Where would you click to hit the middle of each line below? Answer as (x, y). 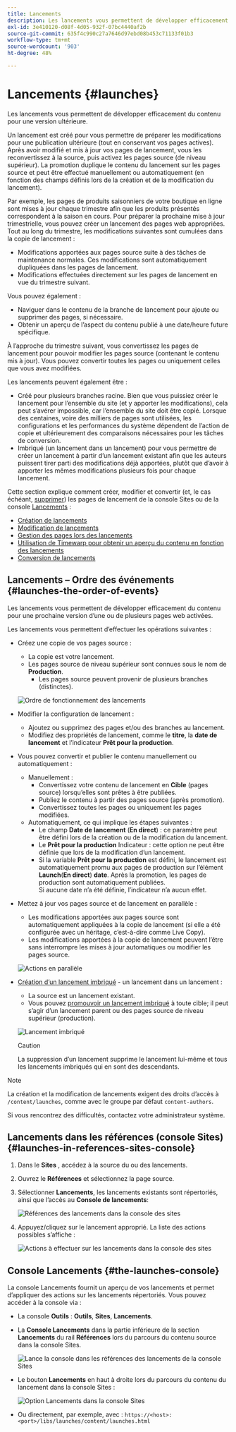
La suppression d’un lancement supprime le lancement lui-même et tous (122, 1059)
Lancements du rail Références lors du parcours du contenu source (117, 1337)
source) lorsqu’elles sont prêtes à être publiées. (108, 792)
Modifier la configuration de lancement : (76, 714)
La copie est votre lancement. (71, 656)
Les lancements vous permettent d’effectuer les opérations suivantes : (110, 629)
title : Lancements (34, 14)
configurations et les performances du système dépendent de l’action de (123, 425)
